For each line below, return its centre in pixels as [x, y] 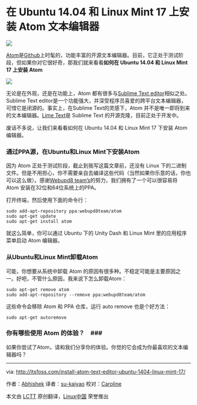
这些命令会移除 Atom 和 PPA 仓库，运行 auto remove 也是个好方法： [88, 306]
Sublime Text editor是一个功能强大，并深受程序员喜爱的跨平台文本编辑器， [96, 100]
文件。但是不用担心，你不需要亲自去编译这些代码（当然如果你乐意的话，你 [96, 173]
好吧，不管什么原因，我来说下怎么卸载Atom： [72, 278]
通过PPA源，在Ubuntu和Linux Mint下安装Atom [73, 151]
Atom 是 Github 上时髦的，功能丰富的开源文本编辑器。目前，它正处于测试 [92, 55]
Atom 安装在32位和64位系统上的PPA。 [53, 188]
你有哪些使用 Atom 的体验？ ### [54, 333]
